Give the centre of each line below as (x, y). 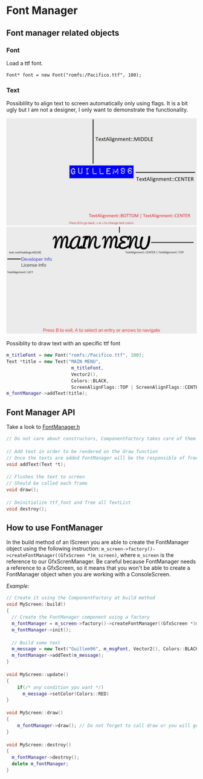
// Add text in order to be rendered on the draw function (82, 451)
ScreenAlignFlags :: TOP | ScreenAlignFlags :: (128, 387)
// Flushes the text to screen (46, 477)
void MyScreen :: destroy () (39, 745)
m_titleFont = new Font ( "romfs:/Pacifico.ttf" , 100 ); (76, 355)
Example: (18, 586)
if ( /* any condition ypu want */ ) (60, 687)
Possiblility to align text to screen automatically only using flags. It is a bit (97, 103)
